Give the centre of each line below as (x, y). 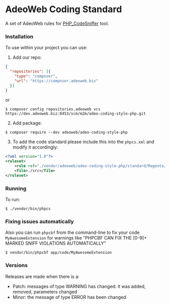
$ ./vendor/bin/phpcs (28, 209)
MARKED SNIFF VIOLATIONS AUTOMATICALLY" (56, 243)
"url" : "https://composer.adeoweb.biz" (56, 81)
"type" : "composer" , (36, 76)
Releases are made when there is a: (42, 276)
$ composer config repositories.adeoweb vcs (53, 109)
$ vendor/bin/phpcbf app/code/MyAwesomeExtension (59, 253)
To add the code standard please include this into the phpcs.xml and (83, 142)
